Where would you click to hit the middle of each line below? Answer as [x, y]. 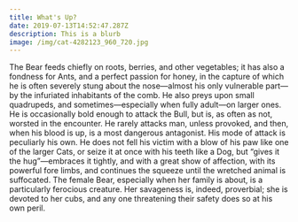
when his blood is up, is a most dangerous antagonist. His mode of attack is [148, 133]
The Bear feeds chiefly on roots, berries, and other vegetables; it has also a [147, 67]
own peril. [27, 208]
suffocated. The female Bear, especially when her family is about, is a [136, 180]
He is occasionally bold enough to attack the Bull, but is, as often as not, [141, 114]
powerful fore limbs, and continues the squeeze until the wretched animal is [148, 171]
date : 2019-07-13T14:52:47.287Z [69, 26]
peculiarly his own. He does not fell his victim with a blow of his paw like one [149, 142]
